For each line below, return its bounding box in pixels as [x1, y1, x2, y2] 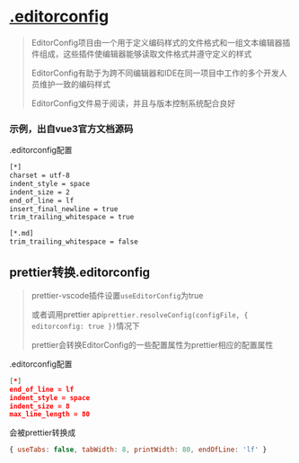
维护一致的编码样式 [39, 78, 110, 89]
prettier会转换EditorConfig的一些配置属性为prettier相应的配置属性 [31, 339, 274, 350]
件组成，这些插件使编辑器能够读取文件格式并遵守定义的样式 [31, 48, 252, 59]
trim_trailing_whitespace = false [9, 237, 139, 246]
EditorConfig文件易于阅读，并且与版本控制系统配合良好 [31, 97, 236, 109]
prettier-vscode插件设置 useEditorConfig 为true [31, 289, 204, 300]
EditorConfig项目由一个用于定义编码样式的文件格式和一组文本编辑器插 [31, 37, 291, 48]
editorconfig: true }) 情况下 [31, 320, 141, 331]
